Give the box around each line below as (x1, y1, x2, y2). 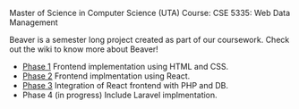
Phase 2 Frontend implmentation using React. (21, 71, 191, 81)
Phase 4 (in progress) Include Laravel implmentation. (21, 89, 218, 100)
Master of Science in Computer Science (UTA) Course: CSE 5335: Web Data (9, 8, 291, 18)
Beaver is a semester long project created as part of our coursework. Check (9, 35, 290, 45)
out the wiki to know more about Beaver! (9, 44, 158, 54)
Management (9, 17, 58, 28)
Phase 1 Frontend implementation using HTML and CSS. (21, 62, 229, 71)
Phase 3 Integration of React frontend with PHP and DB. (21, 80, 228, 90)
